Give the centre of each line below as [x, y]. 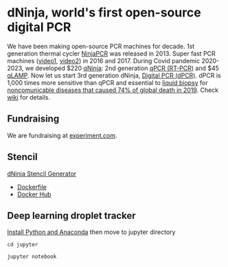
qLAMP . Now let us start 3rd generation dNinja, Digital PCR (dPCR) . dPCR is [114, 75]
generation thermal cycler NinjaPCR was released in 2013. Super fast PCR [112, 54]
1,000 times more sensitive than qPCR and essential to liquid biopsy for [107, 82]
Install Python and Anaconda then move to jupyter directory [91, 232]
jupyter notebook [32, 257]
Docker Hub [34, 194]
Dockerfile [32, 187]
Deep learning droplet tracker [71, 215]
